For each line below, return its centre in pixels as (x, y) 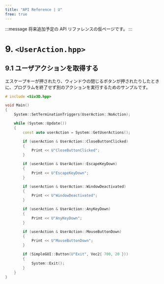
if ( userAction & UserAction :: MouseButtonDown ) (72, 231)
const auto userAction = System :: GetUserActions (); (77, 132)
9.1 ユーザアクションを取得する (52, 69)
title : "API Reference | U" (34, 10)
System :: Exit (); (48, 263)
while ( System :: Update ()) (41, 123)
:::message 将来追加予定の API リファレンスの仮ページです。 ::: (69, 29)
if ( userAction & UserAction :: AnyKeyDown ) (67, 209)
